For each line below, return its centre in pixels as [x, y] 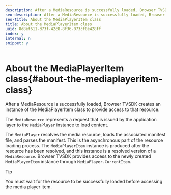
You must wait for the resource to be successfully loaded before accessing [84, 181]
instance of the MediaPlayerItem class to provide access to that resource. [82, 109]
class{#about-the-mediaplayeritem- [84, 79]
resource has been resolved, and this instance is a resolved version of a [81, 151]
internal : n [18, 39]
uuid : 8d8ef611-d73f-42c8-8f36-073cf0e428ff [53, 29]
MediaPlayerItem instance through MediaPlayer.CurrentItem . [68, 161]
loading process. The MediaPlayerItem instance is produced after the [77, 145]
